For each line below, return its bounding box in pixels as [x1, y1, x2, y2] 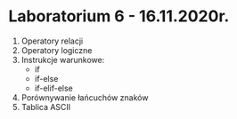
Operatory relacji [20, 36, 84, 46]
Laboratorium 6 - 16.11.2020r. [8, 6, 230, 27]
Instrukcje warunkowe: [20, 54, 105, 65]
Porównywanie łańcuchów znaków [20, 91, 149, 103]
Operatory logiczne [20, 44, 93, 55]
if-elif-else [34, 83, 73, 93]
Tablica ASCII [20, 101, 71, 112]
